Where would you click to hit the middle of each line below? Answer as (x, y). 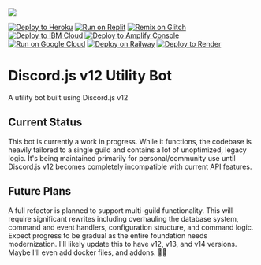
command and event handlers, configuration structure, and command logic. (131, 227)
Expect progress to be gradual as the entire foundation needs (108, 235)
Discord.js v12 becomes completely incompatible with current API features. (130, 166)
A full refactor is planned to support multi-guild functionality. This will (121, 210)
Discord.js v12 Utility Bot (90, 76)
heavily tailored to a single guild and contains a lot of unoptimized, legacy (127, 150)
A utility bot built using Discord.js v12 (68, 97)
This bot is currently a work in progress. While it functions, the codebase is (130, 141)
